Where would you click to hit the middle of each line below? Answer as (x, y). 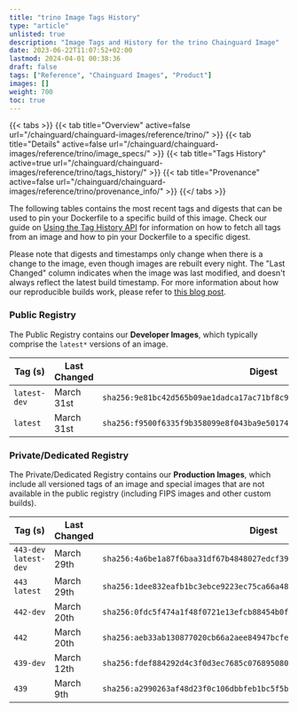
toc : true (27, 100)
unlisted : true (37, 34)
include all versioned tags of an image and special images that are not (137, 484)
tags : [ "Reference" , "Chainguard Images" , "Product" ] (111, 76)
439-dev (30, 663)
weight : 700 (31, 92)
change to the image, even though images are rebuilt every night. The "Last (147, 264)
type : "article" (39, 26)
